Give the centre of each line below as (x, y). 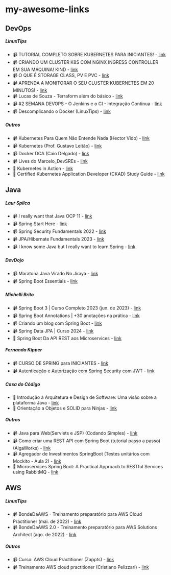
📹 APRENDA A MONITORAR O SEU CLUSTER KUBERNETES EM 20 (83, 83)
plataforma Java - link (36, 402)
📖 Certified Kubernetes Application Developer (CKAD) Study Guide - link (89, 174)
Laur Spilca (18, 203)
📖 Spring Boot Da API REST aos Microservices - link (67, 338)
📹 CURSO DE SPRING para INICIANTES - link (60, 363)
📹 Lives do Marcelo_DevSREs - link (50, 161)
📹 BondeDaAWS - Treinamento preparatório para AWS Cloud (77, 514)
